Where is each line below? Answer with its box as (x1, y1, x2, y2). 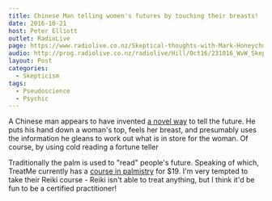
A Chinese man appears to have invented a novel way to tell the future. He (8, 116, 256, 126)
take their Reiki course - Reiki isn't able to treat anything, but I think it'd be (8, 175, 255, 185)
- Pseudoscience (15, 86, 70, 95)
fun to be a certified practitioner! (8, 183, 117, 194)
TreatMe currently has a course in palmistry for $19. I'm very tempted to (8, 166, 249, 176)
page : (8, 42, 27, 50)
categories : (8, 65, 49, 73)
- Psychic (15, 94, 49, 103)
